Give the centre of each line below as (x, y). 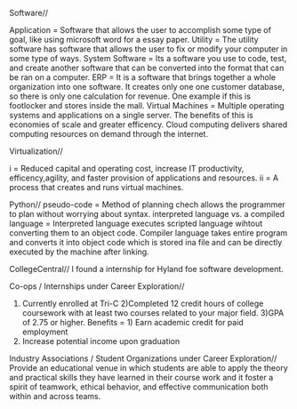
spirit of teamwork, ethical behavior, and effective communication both (139, 387)
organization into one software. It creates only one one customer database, (147, 87)
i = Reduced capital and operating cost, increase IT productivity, (127, 168)
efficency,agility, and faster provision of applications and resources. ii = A (144, 178)
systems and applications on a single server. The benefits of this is (131, 115)
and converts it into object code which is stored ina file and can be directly (146, 242)
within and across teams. (55, 396)
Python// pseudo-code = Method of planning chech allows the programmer (148, 204)
